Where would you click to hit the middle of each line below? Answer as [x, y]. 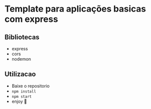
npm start [22, 96]
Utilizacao [20, 74]
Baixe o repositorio [31, 86]
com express [31, 19]
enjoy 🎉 [19, 101]
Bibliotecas [22, 37]
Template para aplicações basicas [75, 9]
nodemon [21, 59]
